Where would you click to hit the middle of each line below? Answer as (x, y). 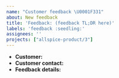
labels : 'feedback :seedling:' (46, 28)
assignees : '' (24, 34)
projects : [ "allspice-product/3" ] (50, 40)
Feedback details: (38, 69)
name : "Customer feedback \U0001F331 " (55, 12)
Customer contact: (39, 63)
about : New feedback (32, 17)
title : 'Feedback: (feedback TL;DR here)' (60, 23)
